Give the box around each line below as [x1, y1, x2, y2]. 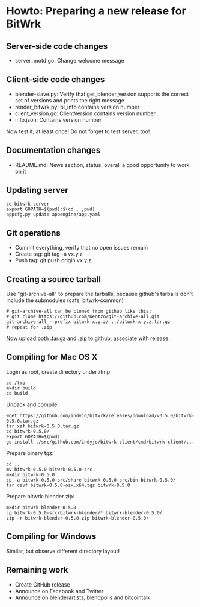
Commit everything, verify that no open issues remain [14, 244, 148, 251]
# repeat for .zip [6, 324, 52, 330]
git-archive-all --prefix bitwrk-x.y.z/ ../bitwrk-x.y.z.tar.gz [6, 319, 171, 325]
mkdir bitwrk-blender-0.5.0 [6, 505, 77, 511]
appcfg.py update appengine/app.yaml [6, 212, 101, 218]
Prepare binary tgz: [6, 449, 54, 456]
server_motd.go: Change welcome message [14, 57, 125, 64]
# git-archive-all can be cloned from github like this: [6, 309, 152, 315]
